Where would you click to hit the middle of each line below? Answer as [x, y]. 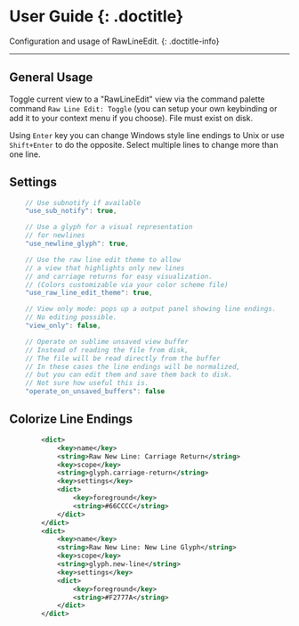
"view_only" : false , [63, 326]
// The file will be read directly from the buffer [123, 358]
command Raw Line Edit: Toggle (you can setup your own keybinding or [143, 108]
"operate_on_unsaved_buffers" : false [95, 391]
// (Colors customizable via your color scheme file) [127, 284]
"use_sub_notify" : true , [71, 211]
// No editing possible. [71, 317]
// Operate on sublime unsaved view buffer [107, 342]
